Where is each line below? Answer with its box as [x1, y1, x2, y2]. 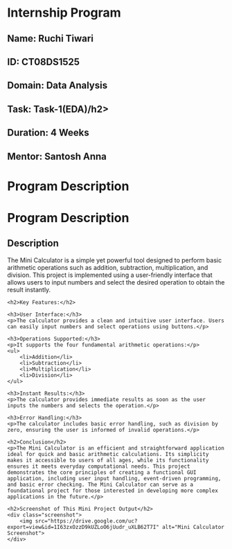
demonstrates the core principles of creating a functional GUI [7, 468, 197, 476]
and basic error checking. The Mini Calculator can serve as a [7, 481, 194, 488]
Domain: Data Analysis [7, 80, 108, 92]
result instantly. [7, 285, 51, 294]
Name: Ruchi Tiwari [7, 33, 93, 44]
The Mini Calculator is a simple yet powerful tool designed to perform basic [7, 255, 222, 264]
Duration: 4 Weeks [7, 127, 89, 139]
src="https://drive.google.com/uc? [35, 517, 138, 525]
